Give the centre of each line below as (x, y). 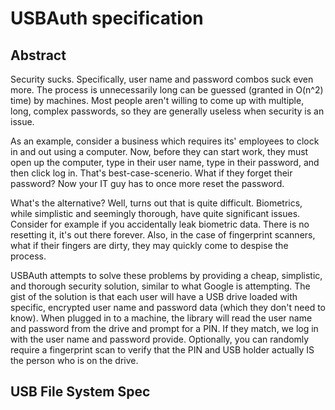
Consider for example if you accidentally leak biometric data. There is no (160, 224)
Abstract (38, 55)
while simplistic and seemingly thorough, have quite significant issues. (155, 213)
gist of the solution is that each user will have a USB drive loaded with (154, 296)
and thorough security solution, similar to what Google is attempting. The (160, 286)
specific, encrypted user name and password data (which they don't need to (168, 307)
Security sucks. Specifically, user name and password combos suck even (162, 79)
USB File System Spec (80, 392)
